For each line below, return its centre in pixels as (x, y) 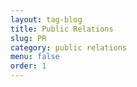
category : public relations (69, 47)
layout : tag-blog (46, 19)
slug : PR (28, 38)
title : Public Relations (62, 29)
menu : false (35, 57)
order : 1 (28, 66)
